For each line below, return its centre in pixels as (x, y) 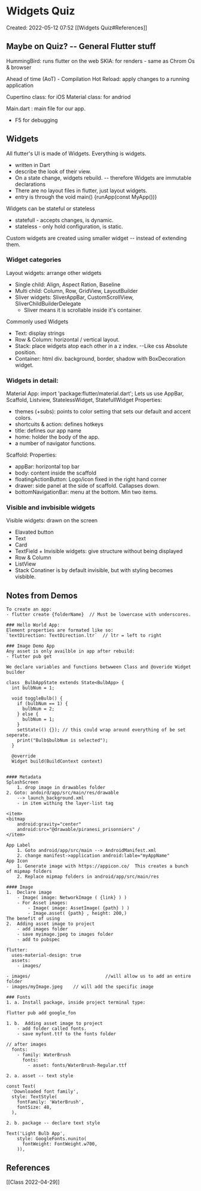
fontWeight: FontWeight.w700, (60, 1144)
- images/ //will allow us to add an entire (99, 977)
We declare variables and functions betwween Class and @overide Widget (99, 667)
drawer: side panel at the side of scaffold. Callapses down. (87, 486)
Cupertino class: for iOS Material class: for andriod (68, 96)
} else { (28, 714)
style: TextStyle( (35, 1097)
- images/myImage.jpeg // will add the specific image (80, 987)
